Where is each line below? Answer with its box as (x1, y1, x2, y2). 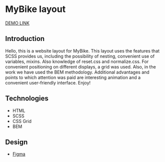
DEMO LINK (5, 20, 30, 26)
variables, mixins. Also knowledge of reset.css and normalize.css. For (5, 58, 149, 64)
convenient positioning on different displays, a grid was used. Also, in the (5, 63, 156, 69)
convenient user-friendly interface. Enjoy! (5, 79, 91, 85)
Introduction (5, 34, 45, 43)
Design (5, 137, 28, 146)
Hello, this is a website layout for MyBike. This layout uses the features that (5, 47, 160, 53)
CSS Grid (12, 118, 31, 124)
